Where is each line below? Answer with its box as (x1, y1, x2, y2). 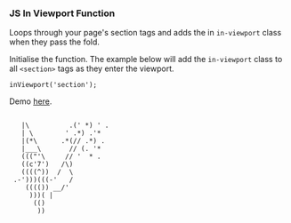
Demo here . (9, 96, 53, 107)
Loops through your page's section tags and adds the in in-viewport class (9, 28, 282, 38)
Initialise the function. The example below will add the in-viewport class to (9, 54, 283, 65)
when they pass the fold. (9, 36, 101, 47)
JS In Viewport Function (9, 7, 116, 20)
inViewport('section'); (9, 81, 98, 90)
